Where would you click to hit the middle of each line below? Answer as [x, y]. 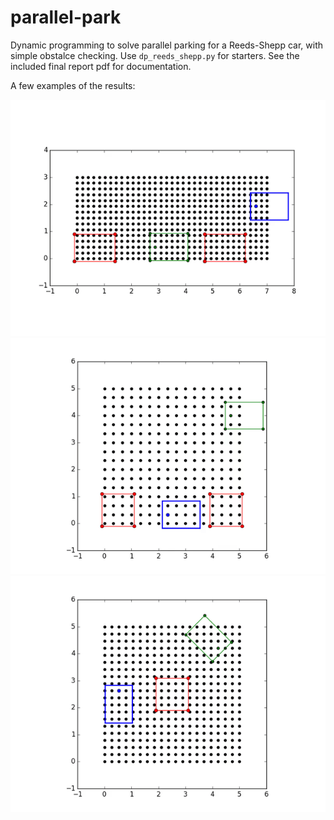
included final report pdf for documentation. [101, 66]
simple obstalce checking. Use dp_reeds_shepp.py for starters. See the [155, 55]
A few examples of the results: [73, 85]
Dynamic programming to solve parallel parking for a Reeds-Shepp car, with [167, 45]
